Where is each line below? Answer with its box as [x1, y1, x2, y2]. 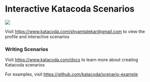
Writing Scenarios [5, 46, 48, 52]
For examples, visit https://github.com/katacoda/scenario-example [5, 71, 138, 77]
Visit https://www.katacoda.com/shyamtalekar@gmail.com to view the [5, 28, 145, 34]
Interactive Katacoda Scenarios [5, 3, 135, 15]
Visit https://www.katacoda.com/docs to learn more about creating [5, 57, 138, 63]
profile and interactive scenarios [5, 33, 70, 39]
